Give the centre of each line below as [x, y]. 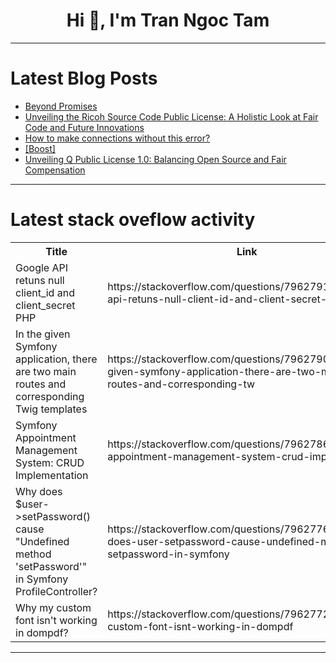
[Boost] [40, 148]
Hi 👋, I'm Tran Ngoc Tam [168, 20]
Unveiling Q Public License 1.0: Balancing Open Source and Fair [155, 159]
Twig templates [51, 409]
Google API [41, 267]
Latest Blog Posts [84, 78]
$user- [32, 504]
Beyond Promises [61, 106]
